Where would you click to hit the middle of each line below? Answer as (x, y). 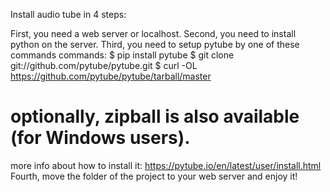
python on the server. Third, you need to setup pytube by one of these (155, 44)
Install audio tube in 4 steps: (68, 14)
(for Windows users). (100, 138)
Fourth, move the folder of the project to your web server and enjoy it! (154, 176)
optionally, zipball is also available (155, 116)
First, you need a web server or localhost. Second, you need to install (153, 33)
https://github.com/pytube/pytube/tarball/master (111, 76)
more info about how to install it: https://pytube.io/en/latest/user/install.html (166, 165)
